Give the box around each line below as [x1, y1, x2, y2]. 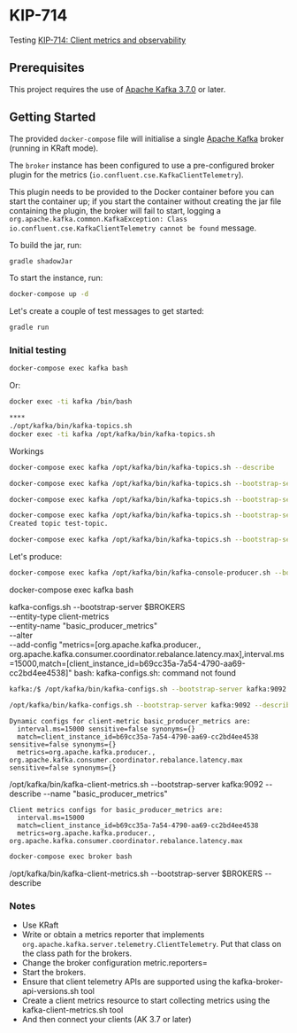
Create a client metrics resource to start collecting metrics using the [21, 995, 270, 1006]
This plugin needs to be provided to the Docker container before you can [9, 186, 275, 197]
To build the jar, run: [9, 239, 82, 250]
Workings [9, 445, 44, 457]
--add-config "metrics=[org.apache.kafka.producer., [9, 639, 202, 650]
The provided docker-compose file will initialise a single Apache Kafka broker [9, 133, 285, 144]
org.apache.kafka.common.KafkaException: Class [9, 215, 188, 223]
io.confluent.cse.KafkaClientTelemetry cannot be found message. [9, 223, 257, 233]
